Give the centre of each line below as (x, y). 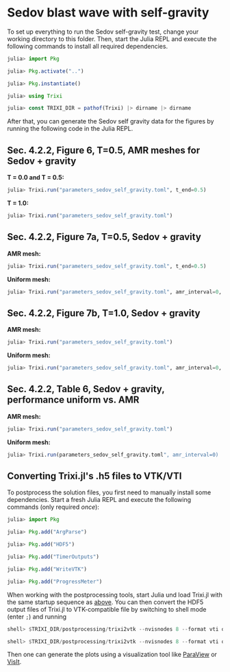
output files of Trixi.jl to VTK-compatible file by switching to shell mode (107, 609)
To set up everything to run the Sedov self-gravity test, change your (103, 32)
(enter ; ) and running (37, 616)
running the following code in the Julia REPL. (70, 129)
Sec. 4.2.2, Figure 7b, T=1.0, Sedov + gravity (104, 313)
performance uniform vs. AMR (73, 400)
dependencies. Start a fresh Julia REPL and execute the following (99, 500)
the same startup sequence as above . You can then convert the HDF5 (105, 602)
